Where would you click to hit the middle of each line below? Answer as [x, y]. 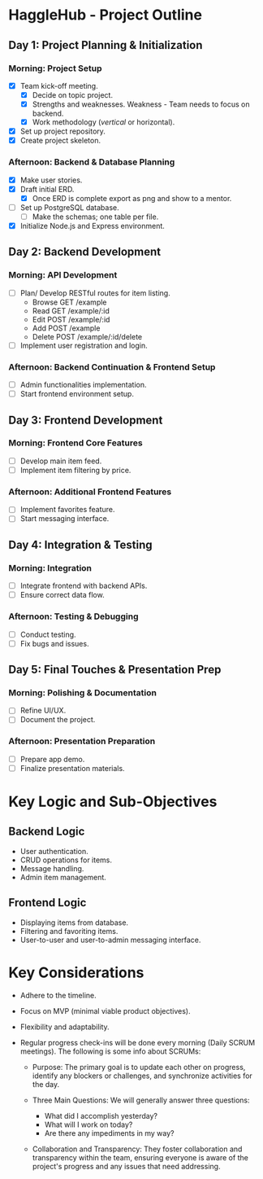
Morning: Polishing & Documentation [82, 692]
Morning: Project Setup [56, 68]
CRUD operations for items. [66, 860]
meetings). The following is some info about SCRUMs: [110, 1051]
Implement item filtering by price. [75, 470]
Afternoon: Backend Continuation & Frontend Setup [112, 366]
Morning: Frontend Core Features [76, 443]
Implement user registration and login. [84, 345]
